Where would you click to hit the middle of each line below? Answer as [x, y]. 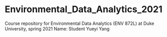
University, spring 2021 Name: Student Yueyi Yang [57, 28]
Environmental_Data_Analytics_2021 [84, 9]
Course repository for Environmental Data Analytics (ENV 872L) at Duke [80, 23]
